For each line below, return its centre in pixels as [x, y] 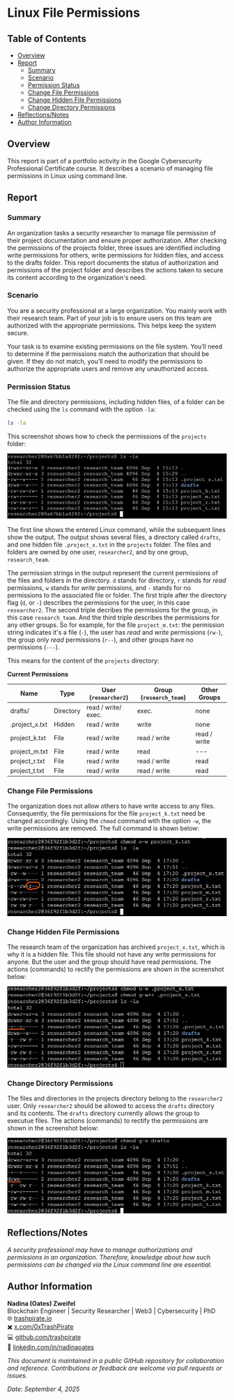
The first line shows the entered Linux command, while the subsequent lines [117, 530]
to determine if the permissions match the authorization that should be [108, 353]
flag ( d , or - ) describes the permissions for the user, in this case [99, 603]
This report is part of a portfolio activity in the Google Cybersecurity [104, 161]
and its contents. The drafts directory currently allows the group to [104, 1113]
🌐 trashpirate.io [30, 1318]
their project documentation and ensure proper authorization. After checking [117, 240]
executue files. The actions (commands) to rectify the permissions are [108, 1121]
